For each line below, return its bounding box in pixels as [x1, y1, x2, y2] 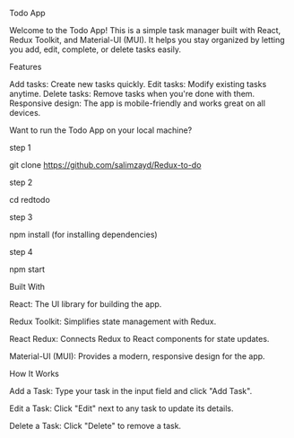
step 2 [9, 177, 33, 188]
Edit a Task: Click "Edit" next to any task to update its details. [9, 403, 234, 414]
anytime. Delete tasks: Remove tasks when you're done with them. [9, 89, 255, 99]
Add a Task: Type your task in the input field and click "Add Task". [9, 386, 253, 396]
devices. [9, 108, 41, 118]
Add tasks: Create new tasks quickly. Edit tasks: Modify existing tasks [9, 79, 267, 89]
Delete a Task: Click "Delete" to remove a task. [9, 421, 182, 431]
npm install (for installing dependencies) [9, 229, 159, 240]
